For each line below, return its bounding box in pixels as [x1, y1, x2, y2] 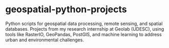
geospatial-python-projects [5, 4, 127, 15]
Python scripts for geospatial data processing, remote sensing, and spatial [5, 20, 163, 27]
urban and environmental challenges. [5, 37, 84, 43]
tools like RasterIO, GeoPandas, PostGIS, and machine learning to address [5, 31, 162, 37]
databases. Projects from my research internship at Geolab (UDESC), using [5, 26, 164, 32]
